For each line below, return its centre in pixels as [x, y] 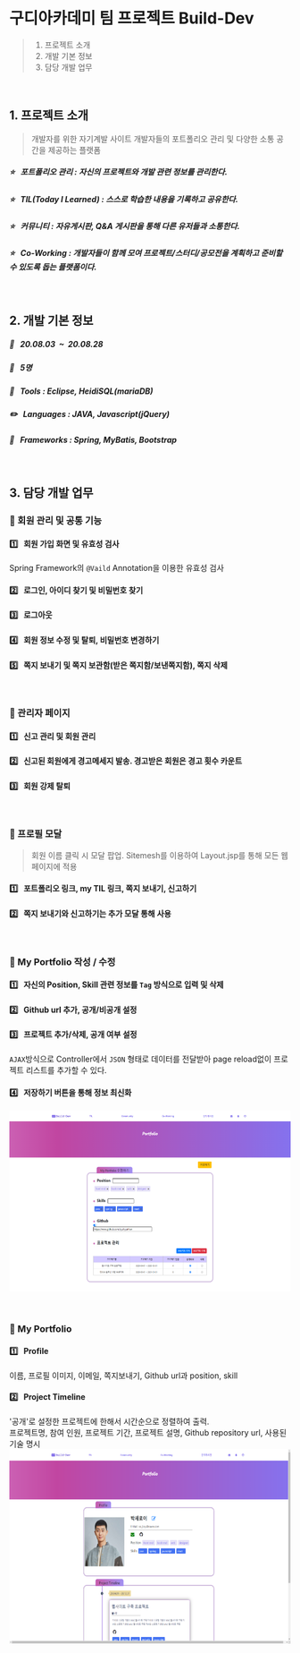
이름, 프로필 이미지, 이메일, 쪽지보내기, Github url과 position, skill [124, 1376]
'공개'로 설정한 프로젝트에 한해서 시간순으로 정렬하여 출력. [109, 1421]
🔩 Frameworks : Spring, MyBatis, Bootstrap [93, 440]
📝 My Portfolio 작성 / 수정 [62, 961]
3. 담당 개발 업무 [51, 493]
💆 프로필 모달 [36, 834]
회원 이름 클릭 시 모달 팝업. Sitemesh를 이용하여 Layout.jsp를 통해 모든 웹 [159, 855]
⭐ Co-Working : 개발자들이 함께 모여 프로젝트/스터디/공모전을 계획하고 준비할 [146, 253]
